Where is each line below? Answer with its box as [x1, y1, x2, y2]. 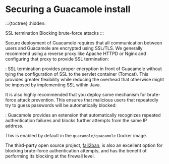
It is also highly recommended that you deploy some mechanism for [5, 91, 146, 97]
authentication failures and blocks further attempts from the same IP [5, 117, 147, 123]
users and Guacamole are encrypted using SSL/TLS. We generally [5, 45, 143, 51]
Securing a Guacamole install [5, 4, 131, 15]
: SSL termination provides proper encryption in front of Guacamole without [5, 66, 162, 72]
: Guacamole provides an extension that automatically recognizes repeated [5, 112, 161, 118]
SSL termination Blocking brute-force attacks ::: [5, 30, 104, 36]
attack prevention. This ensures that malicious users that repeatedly [17, 97, 159, 103]
